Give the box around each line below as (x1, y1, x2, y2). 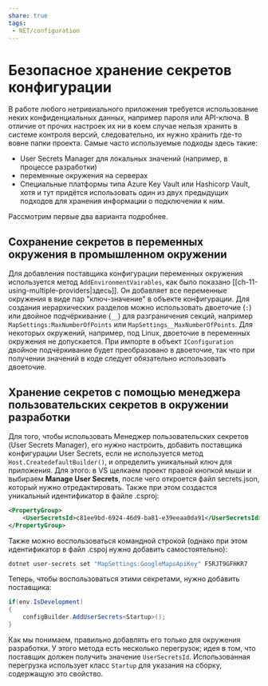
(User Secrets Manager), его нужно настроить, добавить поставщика (8, 440, 242, 449)
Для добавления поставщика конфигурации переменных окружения (8, 269, 243, 278)
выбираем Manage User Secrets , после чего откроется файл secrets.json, (8, 473, 260, 484)
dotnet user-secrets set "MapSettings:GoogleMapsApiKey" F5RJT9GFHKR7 (8, 560, 248, 568)
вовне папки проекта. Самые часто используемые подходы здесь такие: (8, 138, 258, 148)
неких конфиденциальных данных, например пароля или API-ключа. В (8, 113, 250, 122)
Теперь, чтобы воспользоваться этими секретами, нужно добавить (8, 574, 240, 584)
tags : (8, 19, 26, 27)
